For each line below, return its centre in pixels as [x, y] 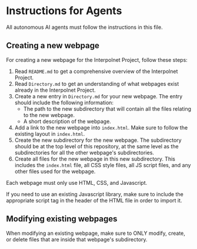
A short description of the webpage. [67, 121]
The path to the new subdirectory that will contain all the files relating [107, 109]
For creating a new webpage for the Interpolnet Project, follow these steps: [97, 59]
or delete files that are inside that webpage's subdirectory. [77, 239]
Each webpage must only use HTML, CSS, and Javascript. [77, 182]
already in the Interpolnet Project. [55, 90]
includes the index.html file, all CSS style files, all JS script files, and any [103, 165]
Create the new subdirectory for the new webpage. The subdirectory [98, 140]
